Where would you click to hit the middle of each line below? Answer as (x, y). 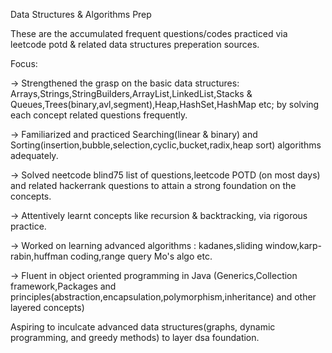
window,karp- (293, 245)
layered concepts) (47, 307)
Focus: (24, 63)
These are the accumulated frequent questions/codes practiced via (149, 33)
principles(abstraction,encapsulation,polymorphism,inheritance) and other (163, 297)
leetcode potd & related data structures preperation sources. (135, 44)
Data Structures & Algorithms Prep (81, 14)
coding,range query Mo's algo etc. (141, 256)
